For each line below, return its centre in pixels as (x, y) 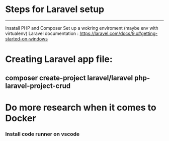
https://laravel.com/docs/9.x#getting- (119, 33)
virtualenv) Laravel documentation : (42, 33)
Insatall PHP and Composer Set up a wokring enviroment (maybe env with (82, 28)
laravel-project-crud (38, 86)
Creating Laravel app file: (59, 59)
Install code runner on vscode (43, 134)
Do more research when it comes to (81, 107)
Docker (21, 118)
